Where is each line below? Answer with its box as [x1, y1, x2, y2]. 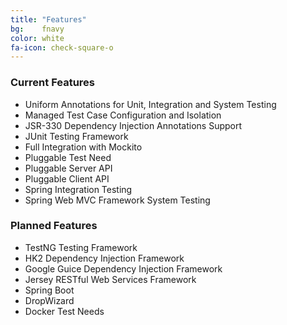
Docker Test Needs [24, 305, 105, 317]
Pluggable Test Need [24, 151, 112, 163]
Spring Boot [24, 284, 75, 296]
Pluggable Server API [24, 162, 113, 174]
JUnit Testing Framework [24, 130, 129, 142]
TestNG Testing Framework [24, 241, 138, 253]
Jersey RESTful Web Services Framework [24, 273, 197, 285]
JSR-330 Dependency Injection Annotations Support [24, 119, 243, 131]
